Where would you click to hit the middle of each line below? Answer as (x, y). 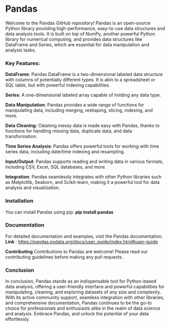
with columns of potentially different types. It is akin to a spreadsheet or (80, 80)
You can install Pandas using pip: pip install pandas (59, 212)
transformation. (21, 137)
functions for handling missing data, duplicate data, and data (69, 131)
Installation (20, 201)
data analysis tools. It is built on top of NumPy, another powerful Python (80, 34)
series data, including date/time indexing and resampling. (65, 152)
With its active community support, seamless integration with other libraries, (85, 297)
